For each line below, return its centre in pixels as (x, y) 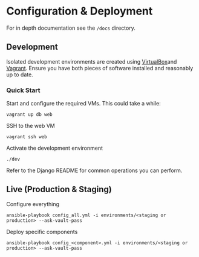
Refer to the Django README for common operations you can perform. (94, 170)
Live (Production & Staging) (59, 189)
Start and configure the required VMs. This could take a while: (84, 104)
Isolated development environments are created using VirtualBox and (92, 61)
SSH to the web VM (31, 126)
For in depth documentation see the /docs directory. (71, 28)
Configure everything (33, 204)
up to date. (20, 75)
